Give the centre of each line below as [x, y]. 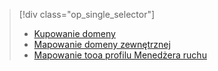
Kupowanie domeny [74, 33]
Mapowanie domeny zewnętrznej [102, 44]
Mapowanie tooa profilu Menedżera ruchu [120, 55]
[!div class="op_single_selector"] [87, 14]
